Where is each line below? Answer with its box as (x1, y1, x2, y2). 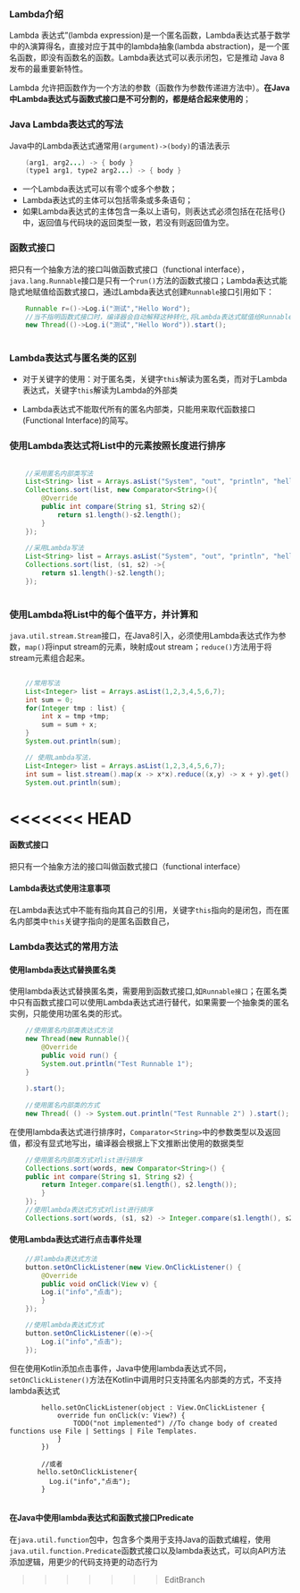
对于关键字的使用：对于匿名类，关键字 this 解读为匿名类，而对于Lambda (21, 374, 287, 385)
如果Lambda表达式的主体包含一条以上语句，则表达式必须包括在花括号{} (21, 206, 286, 216)
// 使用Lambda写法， (25, 753, 96, 762)
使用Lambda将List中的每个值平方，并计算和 (9, 608, 199, 621)
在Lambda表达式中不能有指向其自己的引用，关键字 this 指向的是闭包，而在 (9, 905, 282, 915)
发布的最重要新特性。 (9, 64, 87, 74)
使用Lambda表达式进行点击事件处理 (9, 1234, 142, 1245)
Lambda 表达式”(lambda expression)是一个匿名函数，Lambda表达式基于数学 (9, 30, 290, 41)
